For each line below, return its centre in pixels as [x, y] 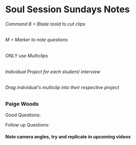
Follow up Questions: [27, 125]
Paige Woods [22, 103]
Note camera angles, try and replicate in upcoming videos [68, 136]
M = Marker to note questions [37, 40]
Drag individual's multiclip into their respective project [62, 88]
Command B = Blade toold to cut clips [46, 24]
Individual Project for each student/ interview [53, 71]
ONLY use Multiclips [27, 56]
